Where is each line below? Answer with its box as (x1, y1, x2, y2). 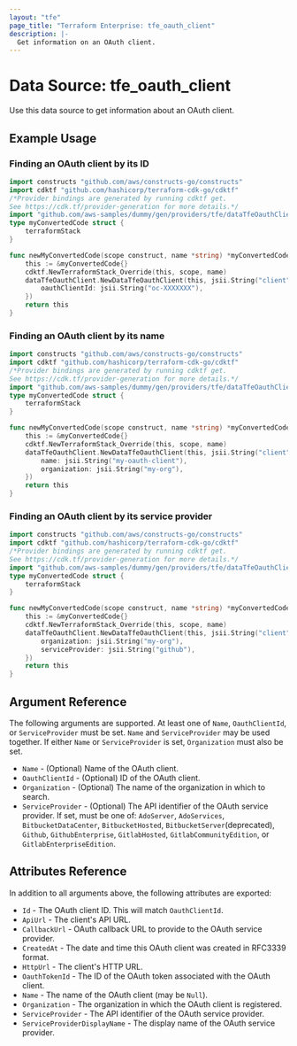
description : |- (9, 29, 69, 38)
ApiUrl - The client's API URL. (21, 914, 131, 925)
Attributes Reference (9, 864, 127, 879)
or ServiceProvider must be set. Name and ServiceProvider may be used (9, 727, 270, 738)
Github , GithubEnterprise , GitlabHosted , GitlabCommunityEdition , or (21, 829, 270, 840)
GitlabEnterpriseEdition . (21, 839, 117, 849)
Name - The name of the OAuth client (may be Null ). (21, 989, 209, 1000)
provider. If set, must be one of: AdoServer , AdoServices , (21, 810, 225, 821)
